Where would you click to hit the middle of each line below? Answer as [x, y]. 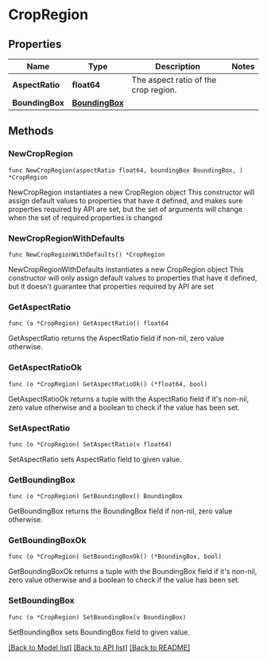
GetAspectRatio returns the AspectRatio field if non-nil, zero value [116, 338]
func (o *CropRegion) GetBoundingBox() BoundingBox [95, 497]
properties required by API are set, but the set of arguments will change [126, 209]
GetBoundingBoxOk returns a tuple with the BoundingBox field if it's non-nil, [133, 572]
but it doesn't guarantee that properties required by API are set [111, 286]
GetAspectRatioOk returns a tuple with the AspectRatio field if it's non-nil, [129, 399]
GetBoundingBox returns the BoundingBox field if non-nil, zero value [120, 511]
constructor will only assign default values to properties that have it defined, [133, 277]
